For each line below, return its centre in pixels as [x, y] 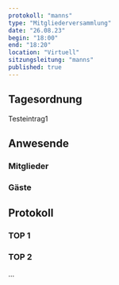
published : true [35, 67]
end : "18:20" [30, 45]
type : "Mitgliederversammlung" [60, 23]
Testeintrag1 [28, 118]
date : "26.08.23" [37, 30]
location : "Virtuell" [44, 52]
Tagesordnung [45, 100]
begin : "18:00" [33, 38]
